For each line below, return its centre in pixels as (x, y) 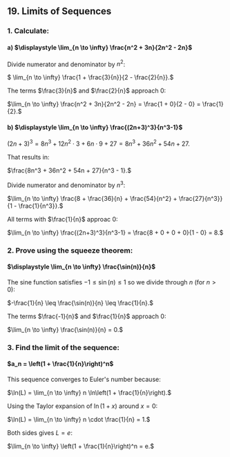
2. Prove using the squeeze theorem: (70, 250)
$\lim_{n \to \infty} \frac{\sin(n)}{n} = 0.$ (65, 329)
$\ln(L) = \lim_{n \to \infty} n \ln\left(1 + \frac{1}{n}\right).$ (89, 392)
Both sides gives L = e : (40, 432)
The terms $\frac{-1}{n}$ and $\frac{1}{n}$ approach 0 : (87, 316)
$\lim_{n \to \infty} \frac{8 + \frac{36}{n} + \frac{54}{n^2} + (92, 198)
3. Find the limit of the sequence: (63, 347)
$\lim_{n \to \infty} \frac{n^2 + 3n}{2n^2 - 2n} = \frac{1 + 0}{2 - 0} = (104, 104)
